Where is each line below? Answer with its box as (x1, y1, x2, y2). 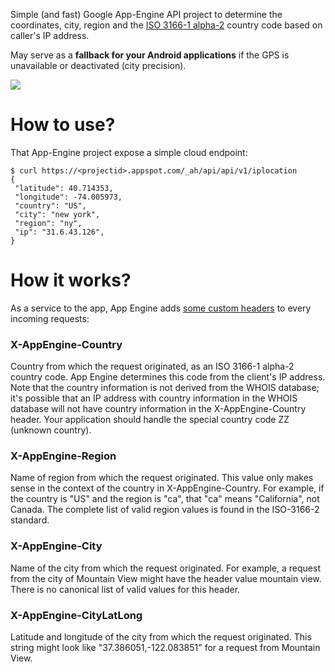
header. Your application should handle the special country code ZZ (10, 414, 290, 426)
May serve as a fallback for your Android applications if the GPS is (10, 49, 290, 61)
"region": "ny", (14, 218, 83, 228)
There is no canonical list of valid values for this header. (10, 583, 241, 595)
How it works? (10, 269, 132, 292)
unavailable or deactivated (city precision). (10, 60, 187, 71)
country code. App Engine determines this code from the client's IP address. (10, 371, 326, 383)
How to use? (10, 114, 116, 136)
